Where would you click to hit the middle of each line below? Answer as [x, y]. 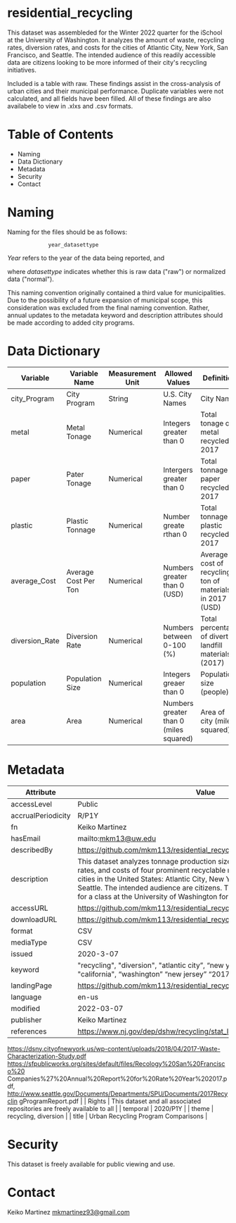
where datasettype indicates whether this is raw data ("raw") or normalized [117, 271]
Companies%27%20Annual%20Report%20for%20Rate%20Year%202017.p [117, 1079]
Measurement [132, 373]
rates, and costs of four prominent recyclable [151, 870]
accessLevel [32, 804]
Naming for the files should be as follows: [67, 232]
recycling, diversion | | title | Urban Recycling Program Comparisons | [107, 1116]
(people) [215, 692]
